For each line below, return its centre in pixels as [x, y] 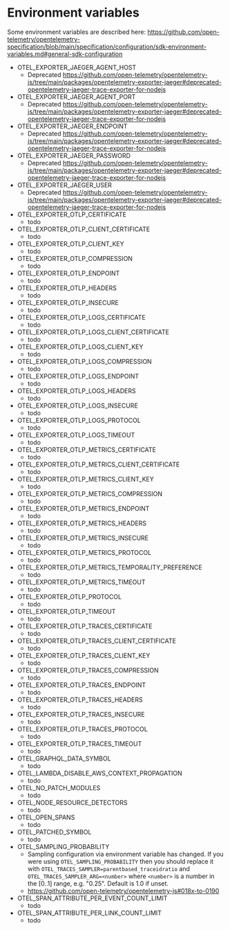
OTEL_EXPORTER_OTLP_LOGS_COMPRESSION [84, 361]
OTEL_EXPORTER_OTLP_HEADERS [67, 288]
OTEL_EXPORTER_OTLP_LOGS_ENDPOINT [78, 376]
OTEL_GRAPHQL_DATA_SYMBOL [64, 758]
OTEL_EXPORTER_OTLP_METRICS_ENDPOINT [83, 508]
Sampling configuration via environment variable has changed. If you [125, 854]
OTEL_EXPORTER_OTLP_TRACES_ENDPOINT [82, 685]
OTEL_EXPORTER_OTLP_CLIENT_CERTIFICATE [84, 229]
